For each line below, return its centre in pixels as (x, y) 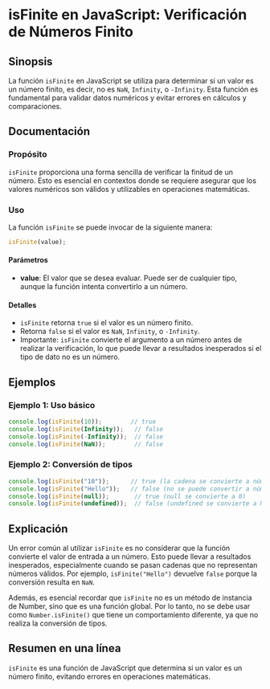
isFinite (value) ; (37, 242)
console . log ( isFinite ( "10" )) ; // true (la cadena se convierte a (129, 481)
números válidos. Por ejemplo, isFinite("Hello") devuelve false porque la (133, 574)
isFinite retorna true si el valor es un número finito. (106, 323)
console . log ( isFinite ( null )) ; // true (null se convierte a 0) (127, 496)
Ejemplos (32, 382)
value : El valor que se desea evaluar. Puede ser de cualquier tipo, (129, 278)
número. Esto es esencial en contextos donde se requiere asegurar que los (133, 180)
